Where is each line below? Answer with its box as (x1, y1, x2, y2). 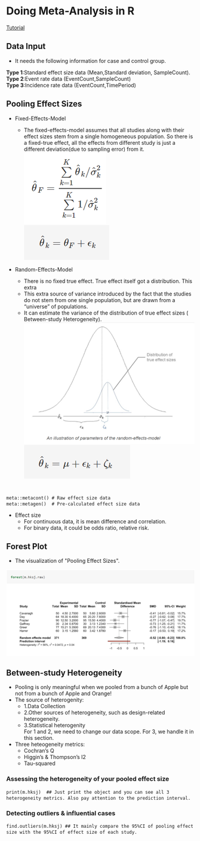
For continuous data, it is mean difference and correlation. (23, 517, 167, 525)
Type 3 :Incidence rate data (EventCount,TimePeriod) (6, 81, 136, 89)
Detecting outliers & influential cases (6, 809, 116, 817)
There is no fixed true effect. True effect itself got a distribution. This (23, 277, 193, 285)
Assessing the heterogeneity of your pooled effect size (6, 775, 170, 783)
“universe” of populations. (23, 303, 88, 310)
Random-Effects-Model (14, 266, 73, 273)
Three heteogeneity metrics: (14, 741, 85, 748)
